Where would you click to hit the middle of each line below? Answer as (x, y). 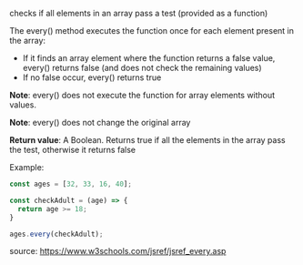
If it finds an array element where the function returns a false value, (149, 58)
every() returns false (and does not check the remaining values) (142, 68)
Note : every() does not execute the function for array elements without (142, 95)
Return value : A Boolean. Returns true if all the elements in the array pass (147, 140)
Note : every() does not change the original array (100, 122)
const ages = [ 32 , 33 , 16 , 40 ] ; (71, 184)
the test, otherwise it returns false (73, 150)
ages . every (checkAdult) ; (56, 234)
